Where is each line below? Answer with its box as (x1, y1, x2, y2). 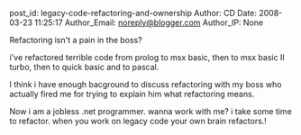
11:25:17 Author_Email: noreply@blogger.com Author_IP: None (34, 17, 264, 28)
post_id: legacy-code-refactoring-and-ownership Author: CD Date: (9, 8, 258, 18)
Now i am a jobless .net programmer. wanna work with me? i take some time (9, 106, 293, 116)
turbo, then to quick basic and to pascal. (9, 62, 160, 72)
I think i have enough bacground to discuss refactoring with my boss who (9, 79, 282, 89)
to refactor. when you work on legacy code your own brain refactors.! (9, 116, 268, 126)
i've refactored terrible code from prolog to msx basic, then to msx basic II (9, 52, 286, 62)
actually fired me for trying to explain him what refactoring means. (9, 89, 255, 99)
